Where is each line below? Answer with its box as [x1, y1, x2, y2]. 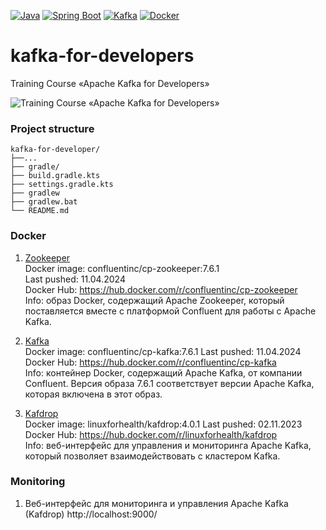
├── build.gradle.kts [10, 171, 101, 181]
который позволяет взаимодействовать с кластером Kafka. [24, 450, 281, 462]
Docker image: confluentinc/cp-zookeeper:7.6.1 [24, 262, 220, 274]
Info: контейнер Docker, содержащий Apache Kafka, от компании [24, 366, 303, 379]
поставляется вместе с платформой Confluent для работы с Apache [24, 305, 317, 317]
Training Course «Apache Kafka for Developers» [10, 77, 210, 89]
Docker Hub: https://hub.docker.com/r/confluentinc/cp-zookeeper [24, 283, 298, 295]
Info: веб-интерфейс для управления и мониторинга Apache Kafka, [24, 439, 312, 451]
